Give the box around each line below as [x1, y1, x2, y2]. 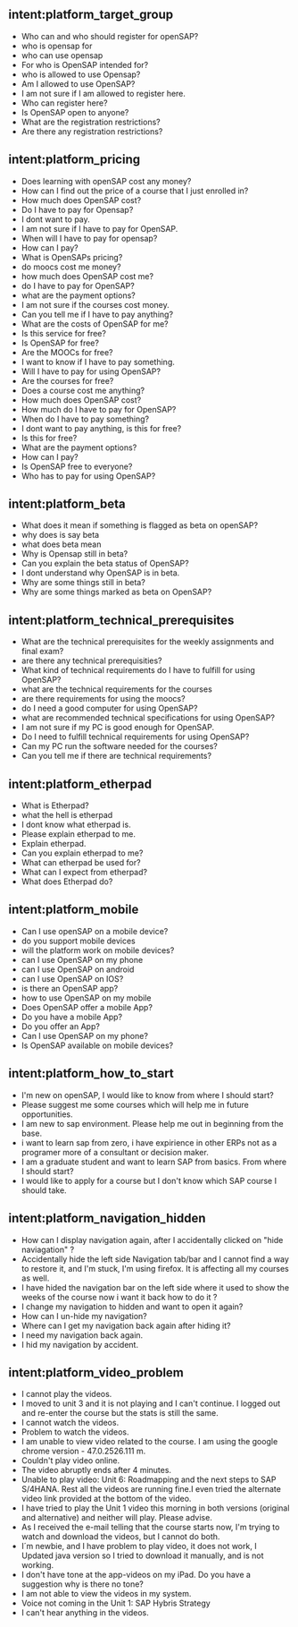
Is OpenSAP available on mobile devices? [21, 1040, 174, 1051]
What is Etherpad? [21, 800, 90, 811]
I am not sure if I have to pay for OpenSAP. [21, 223, 178, 234]
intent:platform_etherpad [8, 776, 153, 791]
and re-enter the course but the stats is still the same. [21, 1408, 219, 1418]
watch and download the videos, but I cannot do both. [21, 1531, 220, 1542]
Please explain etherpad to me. [21, 829, 136, 839]
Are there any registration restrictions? [21, 125, 163, 137]
